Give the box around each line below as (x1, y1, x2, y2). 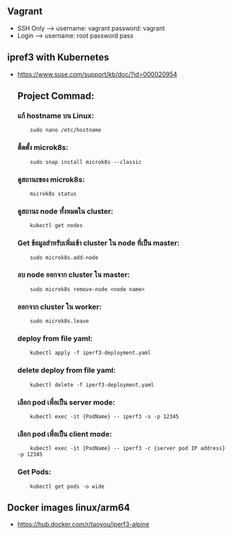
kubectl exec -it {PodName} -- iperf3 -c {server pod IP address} (30, 445, 226, 452)
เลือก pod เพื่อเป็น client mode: (17, 429, 112, 438)
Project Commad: (17, 90, 95, 102)
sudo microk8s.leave (30, 318, 89, 325)
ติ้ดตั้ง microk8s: (17, 142, 69, 152)
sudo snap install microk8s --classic (30, 158, 142, 165)
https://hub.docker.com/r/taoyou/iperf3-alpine (17, 520, 150, 529)
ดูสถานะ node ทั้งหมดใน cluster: (17, 206, 114, 216)
